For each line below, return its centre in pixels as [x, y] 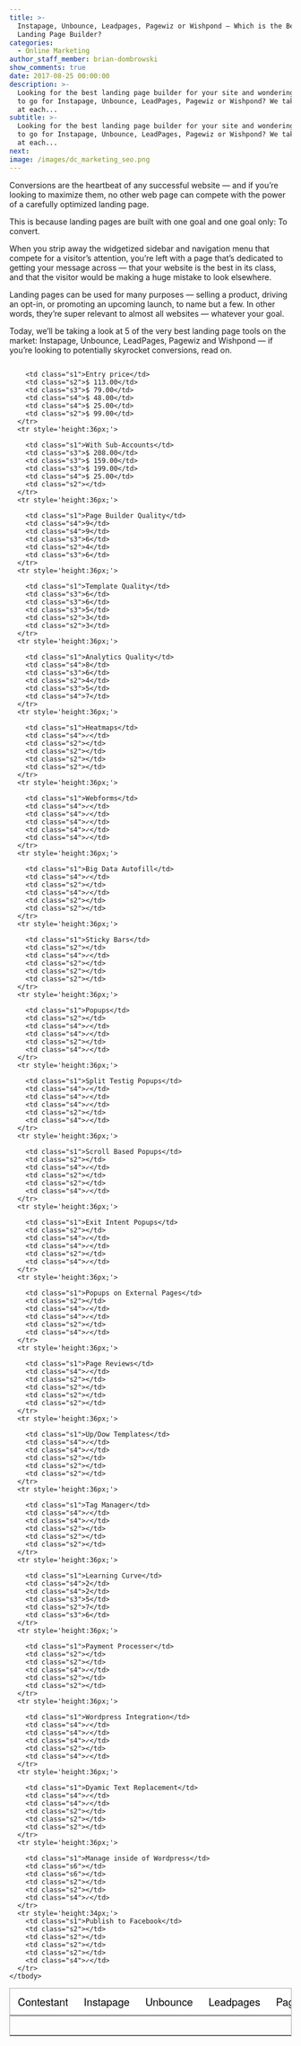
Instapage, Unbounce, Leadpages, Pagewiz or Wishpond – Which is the [150, 26]
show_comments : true [48, 68]
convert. [25, 231]
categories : [31, 43]
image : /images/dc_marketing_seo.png [80, 159]
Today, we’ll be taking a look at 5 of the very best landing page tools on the [148, 331]
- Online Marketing [54, 51]
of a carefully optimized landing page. [79, 204]
